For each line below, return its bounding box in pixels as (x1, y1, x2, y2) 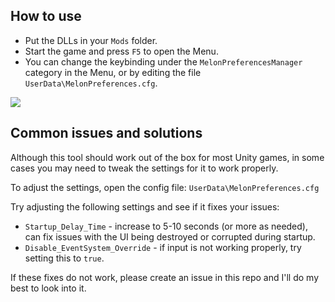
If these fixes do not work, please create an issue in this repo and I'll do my (10, 271, 320, 283)
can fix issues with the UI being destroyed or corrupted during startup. (24, 230, 316, 243)
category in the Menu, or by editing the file (24, 66, 202, 78)
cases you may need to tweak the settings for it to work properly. (10, 162, 279, 174)
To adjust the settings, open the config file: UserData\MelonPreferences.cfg (10, 181, 320, 193)
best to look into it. (10, 282, 87, 294)
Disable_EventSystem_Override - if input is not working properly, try (24, 241, 302, 253)
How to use (10, 8, 82, 25)
